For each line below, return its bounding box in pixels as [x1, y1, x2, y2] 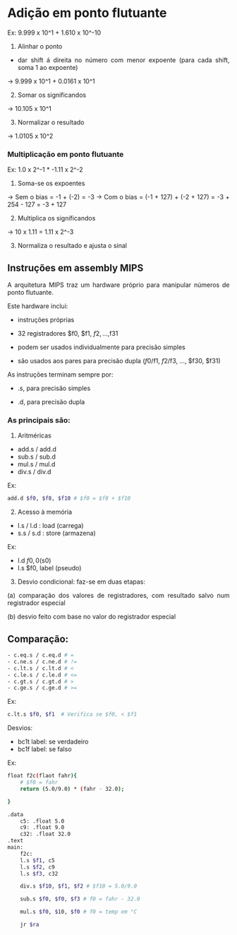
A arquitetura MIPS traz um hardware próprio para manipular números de [7, 281, 230, 289]
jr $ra [20, 921, 39, 929]
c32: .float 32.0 [20, 830, 71, 838]
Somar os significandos [17, 90, 87, 99]
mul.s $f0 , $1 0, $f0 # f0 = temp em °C [20, 908, 138, 916]
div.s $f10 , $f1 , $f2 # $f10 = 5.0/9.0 [20, 883, 138, 890]
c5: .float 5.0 [20, 818, 65, 825]
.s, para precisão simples [17, 384, 91, 393]
